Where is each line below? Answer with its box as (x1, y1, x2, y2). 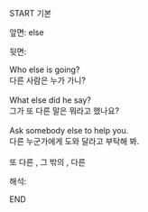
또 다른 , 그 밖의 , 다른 (9, 157, 86, 167)
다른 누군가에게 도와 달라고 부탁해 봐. (9, 136, 140, 146)
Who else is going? (9, 64, 80, 75)
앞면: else (9, 27, 44, 38)
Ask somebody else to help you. (9, 125, 129, 135)
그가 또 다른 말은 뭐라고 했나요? (9, 106, 120, 115)
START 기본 (9, 8, 52, 18)
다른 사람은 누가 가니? (9, 75, 86, 86)
